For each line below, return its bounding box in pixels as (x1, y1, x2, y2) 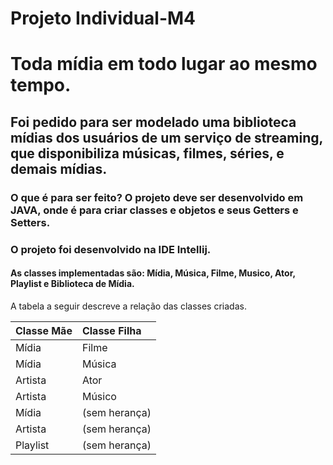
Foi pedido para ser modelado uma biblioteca (10, 113, 297, 131)
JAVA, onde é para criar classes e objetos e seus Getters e (10, 203, 299, 217)
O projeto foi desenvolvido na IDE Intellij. (10, 242, 212, 256)
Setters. (10, 215, 51, 229)
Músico (81, 389, 117, 403)
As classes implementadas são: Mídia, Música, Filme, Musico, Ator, (10, 267, 296, 279)
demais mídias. (10, 160, 108, 177)
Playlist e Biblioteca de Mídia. (10, 278, 135, 290)
